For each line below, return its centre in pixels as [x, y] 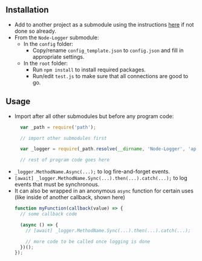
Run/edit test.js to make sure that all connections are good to [110, 76]
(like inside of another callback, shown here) [70, 197]
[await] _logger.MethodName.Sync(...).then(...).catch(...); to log [101, 178]
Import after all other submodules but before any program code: [94, 116]
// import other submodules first [64, 138]
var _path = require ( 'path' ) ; [58, 127]
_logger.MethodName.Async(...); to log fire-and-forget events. [92, 171]
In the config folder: [48, 44]
